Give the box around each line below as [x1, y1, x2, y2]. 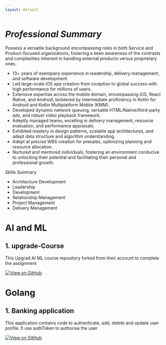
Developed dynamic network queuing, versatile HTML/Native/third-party [12, 107, 161, 113]
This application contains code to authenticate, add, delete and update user [5, 320, 159, 326]
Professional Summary [5, 28, 102, 40]
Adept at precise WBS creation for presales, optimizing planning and [12, 138, 152, 144]
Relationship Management [12, 194, 66, 200]
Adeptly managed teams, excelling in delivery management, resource [12, 117, 154, 124]
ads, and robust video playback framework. [12, 112, 101, 118]
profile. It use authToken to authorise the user [5, 325, 98, 331]
